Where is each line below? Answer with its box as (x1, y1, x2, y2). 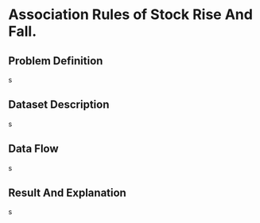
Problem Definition (8, 54, 103, 67)
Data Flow (8, 142, 59, 156)
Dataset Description (8, 98, 110, 112)
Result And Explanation (8, 186, 127, 200)
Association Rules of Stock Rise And (8, 6, 253, 24)
